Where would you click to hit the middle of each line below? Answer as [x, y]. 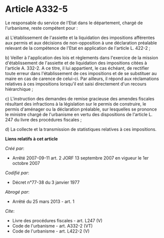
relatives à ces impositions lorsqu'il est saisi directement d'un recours [76, 84]
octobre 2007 [26, 163]
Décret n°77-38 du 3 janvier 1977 [46, 182]
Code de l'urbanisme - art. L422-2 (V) [51, 231]
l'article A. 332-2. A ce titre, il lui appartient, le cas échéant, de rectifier [77, 68]
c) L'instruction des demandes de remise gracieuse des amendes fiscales [80, 99]
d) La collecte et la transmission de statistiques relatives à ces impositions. [81, 129]
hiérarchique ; [19, 89]
